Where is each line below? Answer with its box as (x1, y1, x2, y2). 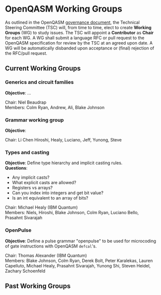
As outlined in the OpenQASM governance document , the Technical (5, 19, 140, 25)
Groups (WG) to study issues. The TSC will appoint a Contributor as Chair (5, 30, 154, 35)
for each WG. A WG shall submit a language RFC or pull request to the (5, 35, 145, 41)
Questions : (5, 165, 28, 171)
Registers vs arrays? (12, 185, 53, 191)
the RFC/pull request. (5, 50, 47, 56)
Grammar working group (5, 116, 64, 123)
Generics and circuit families (5, 79, 74, 86)
